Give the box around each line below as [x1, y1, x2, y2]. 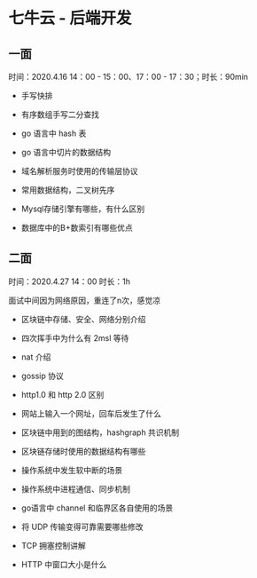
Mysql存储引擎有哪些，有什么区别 [20, 203, 145, 214]
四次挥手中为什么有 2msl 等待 [20, 332, 129, 343]
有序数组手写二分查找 [20, 109, 99, 120]
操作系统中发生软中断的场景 [20, 464, 123, 475]
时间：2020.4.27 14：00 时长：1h [8, 276, 130, 287]
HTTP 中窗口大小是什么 [20, 558, 107, 569]
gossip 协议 [20, 370, 64, 381]
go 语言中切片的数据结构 [20, 147, 112, 157]
